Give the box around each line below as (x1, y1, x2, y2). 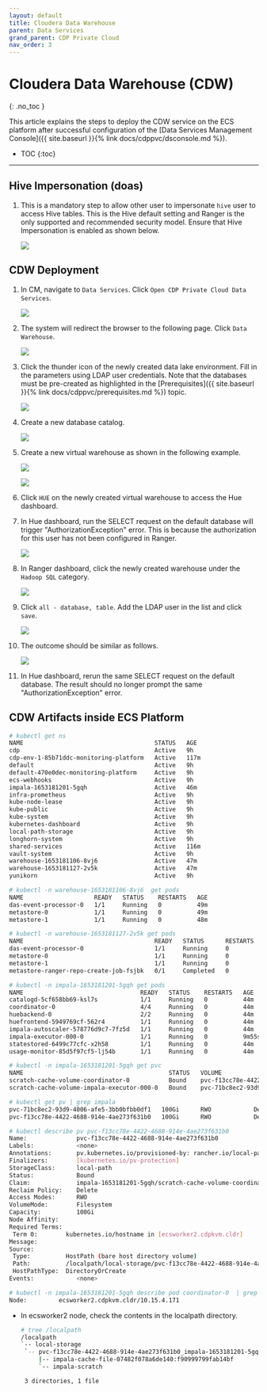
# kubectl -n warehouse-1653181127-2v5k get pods (9, 930, 177, 938)
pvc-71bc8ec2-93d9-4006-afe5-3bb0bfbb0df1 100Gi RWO (9, 1105, 212, 1114)
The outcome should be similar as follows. (20, 641, 159, 650)
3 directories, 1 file (24, 1377, 100, 1385)
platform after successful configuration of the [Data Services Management (9, 125, 253, 135)
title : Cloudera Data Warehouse (9, 19, 116, 27)
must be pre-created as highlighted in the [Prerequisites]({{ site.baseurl (20, 378, 254, 388)
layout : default (9, 11, 63, 20)
